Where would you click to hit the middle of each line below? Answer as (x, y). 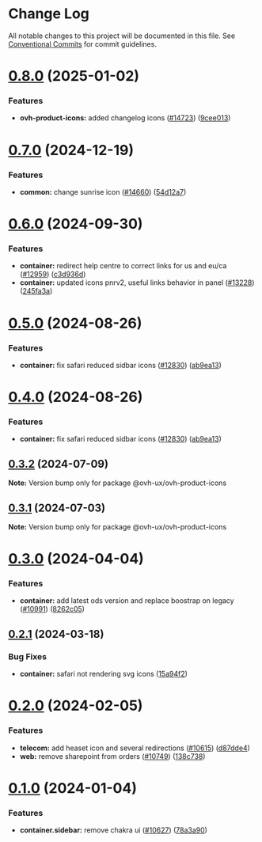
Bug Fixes (28, 656)
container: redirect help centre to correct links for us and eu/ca (123, 266)
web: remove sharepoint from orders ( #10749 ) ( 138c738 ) (112, 756)
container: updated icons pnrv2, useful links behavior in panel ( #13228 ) (137, 283)
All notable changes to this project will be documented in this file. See (122, 36)
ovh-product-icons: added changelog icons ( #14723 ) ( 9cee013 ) (125, 118)
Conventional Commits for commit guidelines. (82, 44)
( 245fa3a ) (36, 291)
